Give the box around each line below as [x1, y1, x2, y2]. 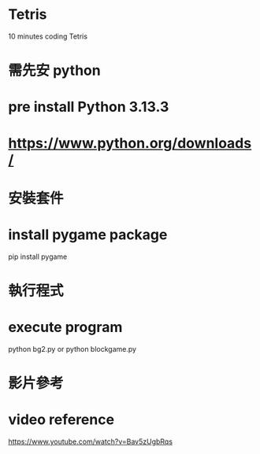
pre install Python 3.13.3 [8, 98, 169, 116]
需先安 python [8, 61, 101, 79]
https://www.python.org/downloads [8, 134, 252, 152]
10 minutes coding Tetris [8, 31, 88, 41]
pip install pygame [8, 252, 68, 261]
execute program [8, 319, 123, 336]
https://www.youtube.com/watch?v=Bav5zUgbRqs [8, 437, 173, 446]
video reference [8, 411, 115, 429]
